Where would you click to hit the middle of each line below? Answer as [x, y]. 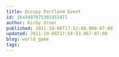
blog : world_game [28, 39]
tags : [13, 45]
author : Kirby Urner [32, 23]
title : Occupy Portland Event [44, 12]
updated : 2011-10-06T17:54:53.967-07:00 [57, 34]
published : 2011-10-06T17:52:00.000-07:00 [59, 28]
